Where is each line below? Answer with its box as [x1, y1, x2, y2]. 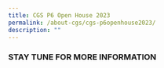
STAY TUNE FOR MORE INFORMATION [8, 52, 157, 63]
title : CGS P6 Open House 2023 [8, 11, 111, 20]
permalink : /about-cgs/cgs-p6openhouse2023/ [8, 19, 156, 27]
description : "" [8, 26, 61, 34]
